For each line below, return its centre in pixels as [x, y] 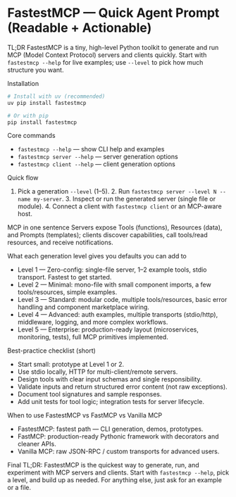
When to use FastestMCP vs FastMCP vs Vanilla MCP [85, 415]
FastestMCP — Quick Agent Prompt [113, 13]
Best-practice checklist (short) [52, 351]
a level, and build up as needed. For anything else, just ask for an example [114, 480]
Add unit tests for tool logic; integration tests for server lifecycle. [111, 402]
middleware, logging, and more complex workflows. [93, 322]
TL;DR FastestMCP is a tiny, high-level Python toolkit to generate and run [113, 47]
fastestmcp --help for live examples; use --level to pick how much [105, 62]
